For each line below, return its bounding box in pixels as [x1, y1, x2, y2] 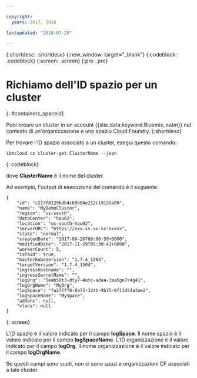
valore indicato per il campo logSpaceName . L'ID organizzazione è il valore [6, 336, 189, 343]
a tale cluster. [6, 366, 39, 374]
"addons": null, [16, 298, 57, 304]
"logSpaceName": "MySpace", [16, 293, 85, 299]
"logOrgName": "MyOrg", [16, 283, 75, 289]
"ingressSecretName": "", [16, 272, 81, 278]
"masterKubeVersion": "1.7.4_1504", [16, 257, 107, 263]
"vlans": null [16, 303, 51, 309]
